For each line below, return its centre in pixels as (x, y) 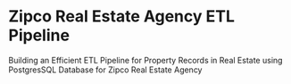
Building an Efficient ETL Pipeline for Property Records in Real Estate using (145, 60)
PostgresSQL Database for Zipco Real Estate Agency (105, 70)
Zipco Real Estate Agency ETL (122, 17)
